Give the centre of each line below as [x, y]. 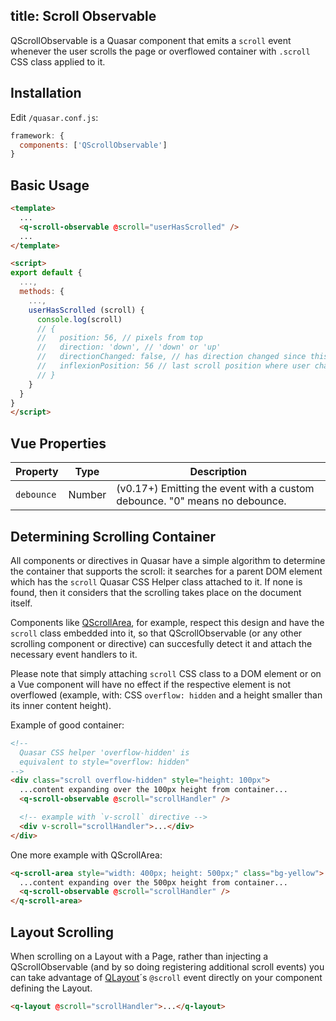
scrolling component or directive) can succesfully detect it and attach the [161, 643]
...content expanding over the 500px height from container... [153, 882]
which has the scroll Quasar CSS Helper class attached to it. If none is [156, 581]
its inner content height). [61, 705]
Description [218, 472]
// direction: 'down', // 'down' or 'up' [129, 347]
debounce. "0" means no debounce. [201, 501]
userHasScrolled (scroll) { [86, 310]
